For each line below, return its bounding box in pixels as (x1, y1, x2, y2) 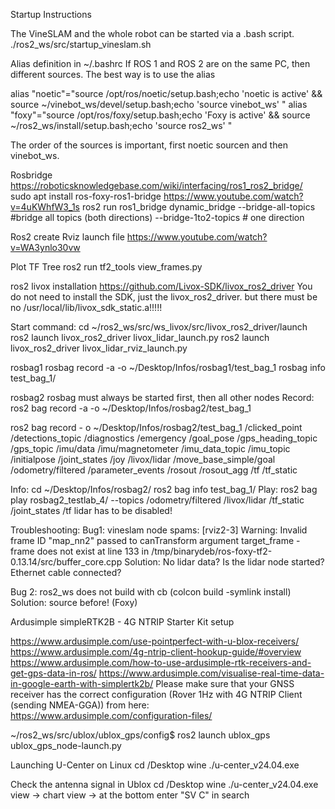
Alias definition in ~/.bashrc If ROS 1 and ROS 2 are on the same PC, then (10, 58, 311, 69)
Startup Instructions (10, 9, 92, 20)
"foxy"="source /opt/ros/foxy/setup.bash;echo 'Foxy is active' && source (10, 109, 311, 121)
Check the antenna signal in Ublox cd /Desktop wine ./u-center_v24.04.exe (10, 779, 319, 790)
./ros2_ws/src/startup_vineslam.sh (10, 39, 152, 50)
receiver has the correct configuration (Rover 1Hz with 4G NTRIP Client (10, 689, 303, 700)
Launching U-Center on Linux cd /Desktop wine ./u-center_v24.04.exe (10, 759, 300, 771)
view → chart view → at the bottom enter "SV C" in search (10, 789, 250, 801)
